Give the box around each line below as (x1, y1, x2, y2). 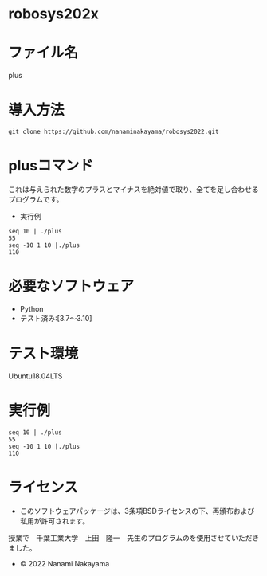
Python (19, 304, 44, 313)
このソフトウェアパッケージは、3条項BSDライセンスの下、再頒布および (19, 506, 255, 515)
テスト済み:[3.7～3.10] (19, 313, 92, 323)
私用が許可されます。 (19, 515, 90, 526)
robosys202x (8, 5, 100, 23)
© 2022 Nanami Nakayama (19, 558, 110, 568)
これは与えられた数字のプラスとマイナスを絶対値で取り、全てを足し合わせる (8, 185, 259, 194)
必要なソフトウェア (8, 277, 135, 296)
